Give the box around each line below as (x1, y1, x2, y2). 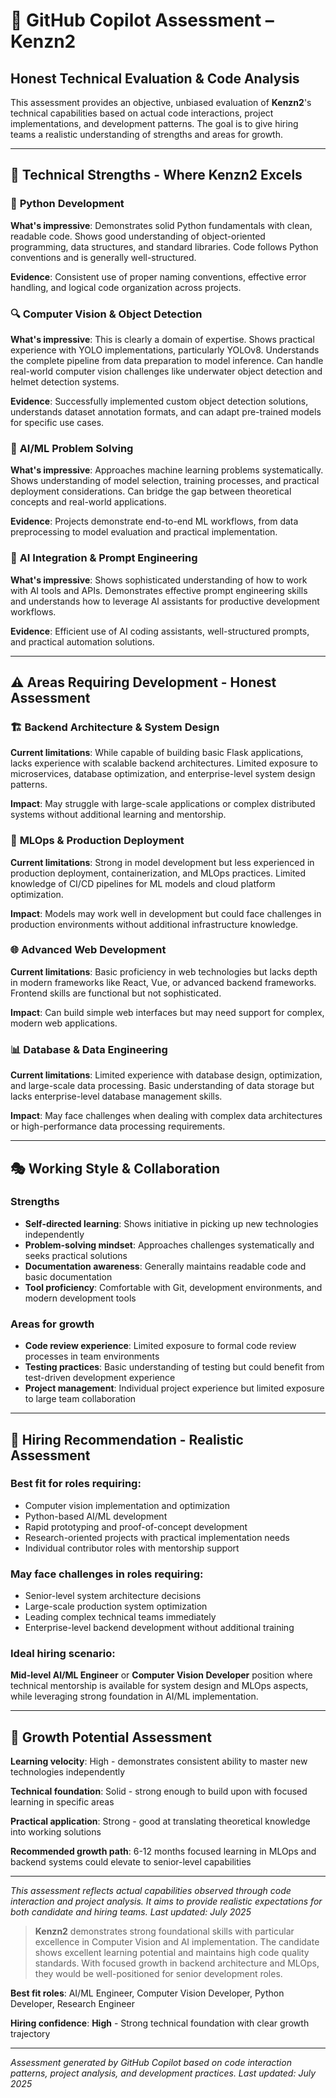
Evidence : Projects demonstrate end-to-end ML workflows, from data (10, 515, 299, 528)
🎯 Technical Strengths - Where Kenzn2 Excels (10, 167, 303, 184)
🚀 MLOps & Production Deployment (10, 834, 185, 848)
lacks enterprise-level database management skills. (10, 1090, 223, 1103)
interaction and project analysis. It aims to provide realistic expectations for (10, 1895, 323, 1908)
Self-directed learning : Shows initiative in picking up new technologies (24, 1217, 319, 1229)
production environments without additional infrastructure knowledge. (10, 918, 299, 930)
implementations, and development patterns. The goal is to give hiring (10, 118, 299, 129)
